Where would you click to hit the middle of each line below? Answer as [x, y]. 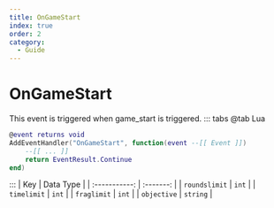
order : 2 [25, 34]
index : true [31, 26]
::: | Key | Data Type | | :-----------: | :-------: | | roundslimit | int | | [133, 185]
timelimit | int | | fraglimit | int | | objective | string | [111, 194]
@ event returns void [47, 135]
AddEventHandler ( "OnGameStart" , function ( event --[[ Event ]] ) [128, 143]
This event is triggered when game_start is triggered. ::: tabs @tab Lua [137, 119]
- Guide [31, 50]
